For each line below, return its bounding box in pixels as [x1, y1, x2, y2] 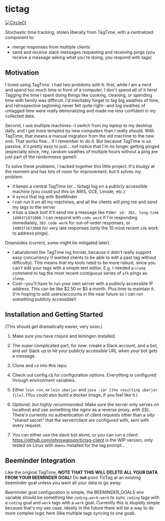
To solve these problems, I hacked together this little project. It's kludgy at [5, 163, 155, 169]
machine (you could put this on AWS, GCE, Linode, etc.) [12, 188, 125, 194]
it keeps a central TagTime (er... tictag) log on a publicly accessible [12, 183, 148, 189]
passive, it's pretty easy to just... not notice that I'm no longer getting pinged [5, 143, 160, 149]
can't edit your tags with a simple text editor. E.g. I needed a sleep [12, 265, 146, 271]
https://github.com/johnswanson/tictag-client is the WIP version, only [12, 437, 153, 443]
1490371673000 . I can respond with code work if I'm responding [12, 215, 137, 220]
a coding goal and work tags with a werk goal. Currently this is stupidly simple [5, 500, 160, 506]
